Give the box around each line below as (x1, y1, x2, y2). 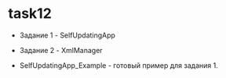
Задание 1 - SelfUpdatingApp (19, 30, 116, 40)
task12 (8, 5, 53, 23)
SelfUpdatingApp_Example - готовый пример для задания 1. (19, 60, 218, 70)
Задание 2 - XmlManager (19, 45, 104, 55)
